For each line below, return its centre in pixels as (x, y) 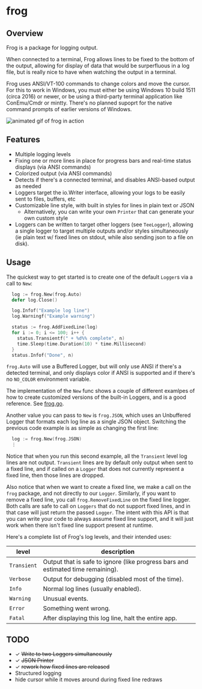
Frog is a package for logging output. (52, 47)
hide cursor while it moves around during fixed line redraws (88, 679)
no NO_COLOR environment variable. (49, 379)
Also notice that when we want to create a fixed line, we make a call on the (99, 487)
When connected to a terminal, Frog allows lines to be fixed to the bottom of (100, 59)
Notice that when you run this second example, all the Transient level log (97, 456)
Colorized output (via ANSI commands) (63, 173)
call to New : (20, 283)
